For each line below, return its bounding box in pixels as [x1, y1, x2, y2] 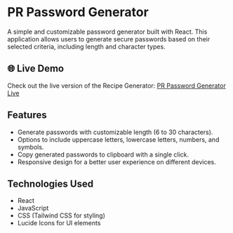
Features [7, 109, 47, 121]
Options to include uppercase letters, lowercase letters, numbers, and [17, 135, 220, 144]
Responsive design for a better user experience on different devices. [17, 157, 216, 166]
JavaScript [17, 204, 49, 213]
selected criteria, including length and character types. [7, 42, 166, 51]
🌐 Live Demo [7, 62, 65, 74]
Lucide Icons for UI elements [17, 219, 101, 227]
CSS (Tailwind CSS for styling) [17, 211, 105, 220]
